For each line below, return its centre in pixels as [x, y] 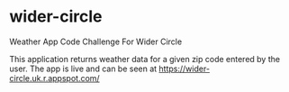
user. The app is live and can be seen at [83, 69]
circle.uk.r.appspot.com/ [55, 78]
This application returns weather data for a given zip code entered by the [145, 59]
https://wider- [184, 69]
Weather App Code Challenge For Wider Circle [96, 41]
